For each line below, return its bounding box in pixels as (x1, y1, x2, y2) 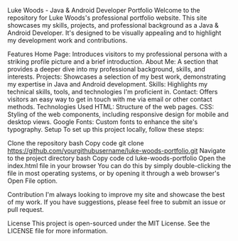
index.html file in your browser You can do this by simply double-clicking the (7, 162, 232, 169)
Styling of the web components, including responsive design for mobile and (7, 110, 229, 118)
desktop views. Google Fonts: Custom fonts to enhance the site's (7, 118, 198, 126)
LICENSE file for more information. (7, 227, 108, 235)
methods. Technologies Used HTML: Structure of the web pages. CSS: (7, 103, 215, 111)
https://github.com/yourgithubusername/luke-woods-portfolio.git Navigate (7, 147, 226, 155)
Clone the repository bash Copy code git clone (7, 139, 144, 147)
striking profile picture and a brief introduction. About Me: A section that (7, 57, 219, 66)
